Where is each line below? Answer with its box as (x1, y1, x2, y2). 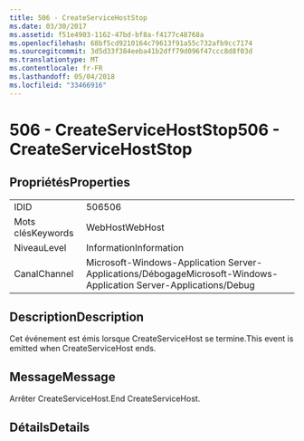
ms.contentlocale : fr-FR (9, 64, 103, 73)
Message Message (9, 369, 116, 385)
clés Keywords (14, 226, 74, 239)
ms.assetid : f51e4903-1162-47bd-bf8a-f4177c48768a (9, 30, 204, 39)
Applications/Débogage (85, 267, 187, 280)
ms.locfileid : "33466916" (9, 81, 107, 90)
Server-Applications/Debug (136, 278, 255, 291)
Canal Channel (14, 267, 74, 280)
